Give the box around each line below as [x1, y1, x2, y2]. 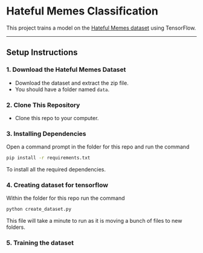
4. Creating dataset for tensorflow [6, 181, 109, 190]
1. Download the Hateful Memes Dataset [6, 65, 126, 74]
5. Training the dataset [6, 239, 74, 247]
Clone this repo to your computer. [14, 114, 99, 121]
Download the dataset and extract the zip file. [14, 79, 129, 86]
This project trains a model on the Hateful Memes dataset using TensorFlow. [6, 24, 196, 31]
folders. [6, 223, 25, 231]
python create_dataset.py [6, 207, 71, 213]
